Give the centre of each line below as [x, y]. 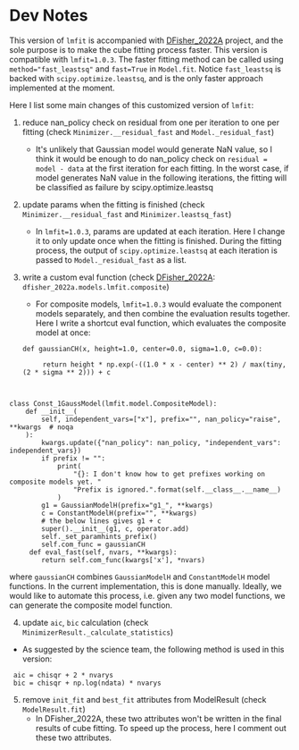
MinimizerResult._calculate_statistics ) [98, 632]
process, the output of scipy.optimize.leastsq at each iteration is [157, 250]
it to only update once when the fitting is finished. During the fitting [159, 240]
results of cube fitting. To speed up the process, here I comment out [161, 728]
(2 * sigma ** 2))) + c [66, 372]
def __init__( [51, 411]
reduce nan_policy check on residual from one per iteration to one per [150, 122]
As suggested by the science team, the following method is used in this [153, 649]
